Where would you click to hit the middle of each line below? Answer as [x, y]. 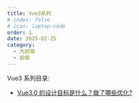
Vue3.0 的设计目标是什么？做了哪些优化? [74, 92]
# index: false [29, 20]
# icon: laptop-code [37, 26]
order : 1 [20, 32]
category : [21, 45]
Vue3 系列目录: [28, 78]
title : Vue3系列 [29, 13]
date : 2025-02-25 [32, 39]
